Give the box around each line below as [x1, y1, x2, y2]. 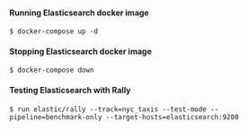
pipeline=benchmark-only [9, 112, 102, 121]
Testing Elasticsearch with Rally [9, 85, 132, 95]
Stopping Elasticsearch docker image [9, 46, 153, 57]
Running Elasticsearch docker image [9, 7, 150, 18]
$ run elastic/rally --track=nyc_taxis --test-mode [9, 104, 207, 114]
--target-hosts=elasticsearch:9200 [105, 112, 240, 121]
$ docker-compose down [9, 65, 94, 75]
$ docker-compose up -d [9, 27, 99, 36]
